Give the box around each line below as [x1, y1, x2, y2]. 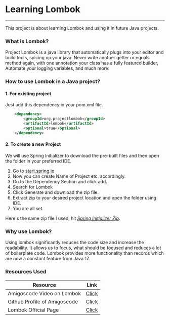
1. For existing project [5, 90, 52, 97]
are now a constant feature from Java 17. [5, 256, 90, 262]
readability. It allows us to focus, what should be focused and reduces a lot [5, 245, 161, 251]
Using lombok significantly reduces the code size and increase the [5, 239, 144, 246]
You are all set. [12, 205, 44, 211]
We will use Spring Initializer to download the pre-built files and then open [5, 152, 159, 158]
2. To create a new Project [5, 141, 61, 147]
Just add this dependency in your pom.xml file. [5, 102, 103, 108]
